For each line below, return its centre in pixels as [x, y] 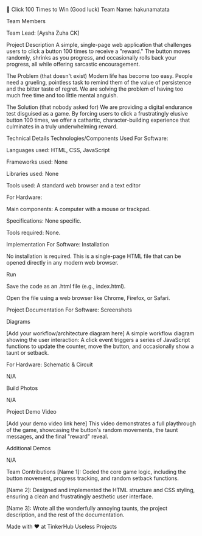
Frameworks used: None [37, 162]
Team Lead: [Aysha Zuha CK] [43, 33]
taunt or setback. [28, 353]
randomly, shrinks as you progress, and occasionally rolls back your [92, 57]
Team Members [26, 21]
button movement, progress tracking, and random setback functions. [93, 478]
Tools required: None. [33, 232]
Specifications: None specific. [44, 221]
